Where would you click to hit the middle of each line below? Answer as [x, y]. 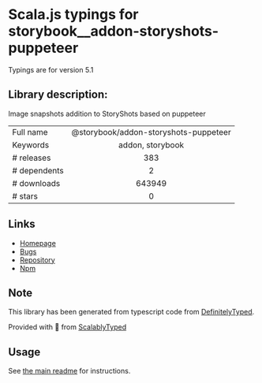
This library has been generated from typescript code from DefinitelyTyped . [131, 312]
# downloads [36, 183]
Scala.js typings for [73, 15]
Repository [37, 260]
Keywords [31, 145]
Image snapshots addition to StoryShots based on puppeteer [107, 113]
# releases [32, 158]
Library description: [58, 95]
